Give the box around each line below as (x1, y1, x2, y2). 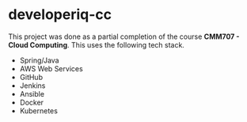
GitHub (19, 72, 44, 82)
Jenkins (19, 81, 46, 90)
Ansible (19, 89, 45, 98)
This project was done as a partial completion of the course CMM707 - (8, 32, 240, 41)
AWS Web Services (19, 63, 83, 73)
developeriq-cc (8, 6, 112, 24)
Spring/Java (19, 55, 59, 65)
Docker (19, 97, 44, 107)
